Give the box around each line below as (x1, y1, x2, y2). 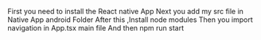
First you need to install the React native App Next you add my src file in (7, 7, 244, 16)
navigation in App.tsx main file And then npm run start (7, 24, 185, 32)
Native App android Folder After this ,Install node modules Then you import (7, 15, 254, 24)
